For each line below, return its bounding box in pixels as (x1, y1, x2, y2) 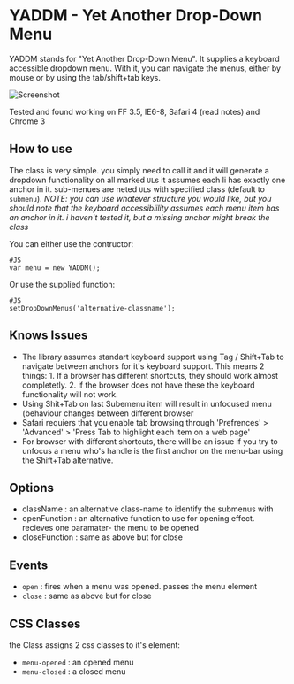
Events (9, 557, 49, 573)
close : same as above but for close (21, 590, 152, 602)
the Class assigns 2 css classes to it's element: (9, 640, 181, 650)
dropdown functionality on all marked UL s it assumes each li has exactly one (9, 174, 286, 185)
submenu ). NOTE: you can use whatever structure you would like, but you (9, 193, 272, 204)
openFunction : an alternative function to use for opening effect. (21, 513, 255, 524)
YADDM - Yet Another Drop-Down (9, 5, 263, 26)
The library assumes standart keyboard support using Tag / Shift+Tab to (21, 351, 284, 362)
